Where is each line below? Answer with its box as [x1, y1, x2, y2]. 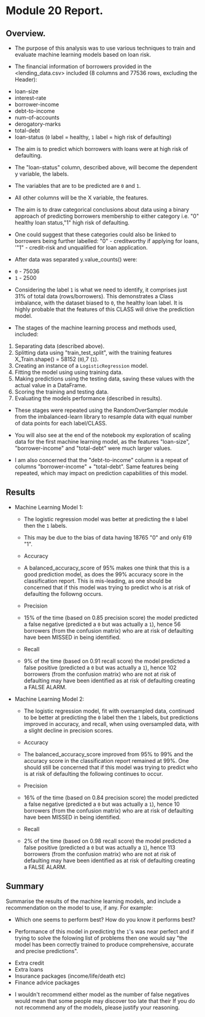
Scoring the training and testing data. [14, 388, 109, 395]
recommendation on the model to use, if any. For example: [6, 903, 153, 911]
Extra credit [14, 959, 44, 967]
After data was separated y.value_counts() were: [14, 256, 137, 263]
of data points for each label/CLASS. [14, 420, 107, 427]
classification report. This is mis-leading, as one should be [23, 577, 172, 584]
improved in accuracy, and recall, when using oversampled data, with [23, 720, 199, 727]
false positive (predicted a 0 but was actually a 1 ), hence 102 [23, 663, 177, 671]
